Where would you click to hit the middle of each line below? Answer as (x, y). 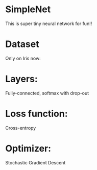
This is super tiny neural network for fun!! (49, 23)
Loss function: (37, 114)
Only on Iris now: (23, 58)
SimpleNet (28, 9)
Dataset (22, 44)
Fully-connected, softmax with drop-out (47, 93)
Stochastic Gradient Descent (35, 162)
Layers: (22, 79)
